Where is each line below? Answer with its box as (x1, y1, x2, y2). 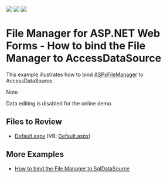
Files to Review (6, 117, 63, 127)
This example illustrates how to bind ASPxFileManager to (6, 71, 144, 78)
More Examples (6, 149, 64, 159)
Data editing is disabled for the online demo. (6, 100, 113, 107)
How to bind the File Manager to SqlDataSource (14, 165, 130, 172)
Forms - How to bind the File (6, 39, 146, 53)
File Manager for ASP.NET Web (6, 27, 161, 40)
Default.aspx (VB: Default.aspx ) (14, 132, 91, 139)
